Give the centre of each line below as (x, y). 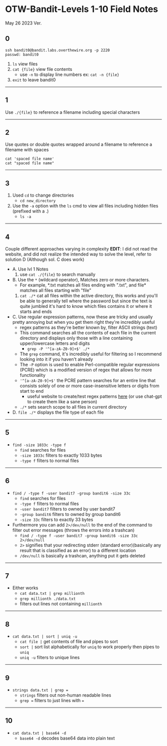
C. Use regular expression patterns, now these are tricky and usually (83, 317)
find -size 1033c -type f (39, 445)
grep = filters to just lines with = (52, 701)
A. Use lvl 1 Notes (30, 269)
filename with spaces (27, 150)
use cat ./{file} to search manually (58, 274)
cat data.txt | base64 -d (39, 733)
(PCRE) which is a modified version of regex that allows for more (86, 370)
